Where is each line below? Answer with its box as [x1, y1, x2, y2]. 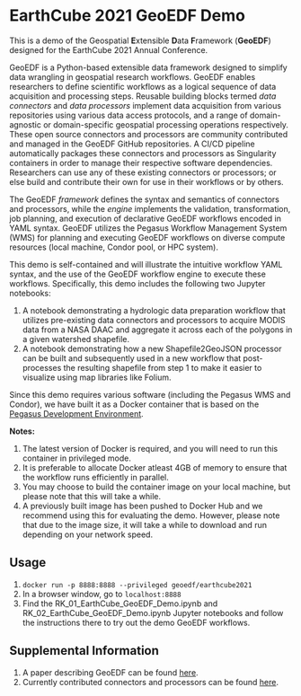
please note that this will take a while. [22, 490, 162, 501]
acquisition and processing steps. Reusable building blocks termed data [9, 91, 277, 101]
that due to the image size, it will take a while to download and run [22, 519, 268, 530]
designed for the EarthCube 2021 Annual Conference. [9, 44, 208, 55]
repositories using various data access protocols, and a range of [9, 110, 249, 120]
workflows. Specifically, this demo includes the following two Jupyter [9, 278, 266, 288]
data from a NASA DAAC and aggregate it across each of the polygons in [22, 324, 293, 335]
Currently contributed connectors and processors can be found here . [22, 676, 279, 687]
